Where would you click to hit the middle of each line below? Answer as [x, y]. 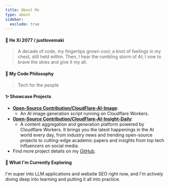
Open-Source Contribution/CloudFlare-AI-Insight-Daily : [73, 119]
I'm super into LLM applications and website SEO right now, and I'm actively [84, 174]
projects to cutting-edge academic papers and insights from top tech [92, 140]
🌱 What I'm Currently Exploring [39, 163]
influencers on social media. [50, 146]
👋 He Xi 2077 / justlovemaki [35, 40]
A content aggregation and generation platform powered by [82, 124]
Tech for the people [38, 85]
